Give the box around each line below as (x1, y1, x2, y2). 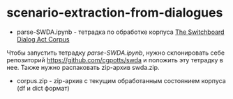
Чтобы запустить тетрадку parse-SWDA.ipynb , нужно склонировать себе (6, 48, 225, 57)
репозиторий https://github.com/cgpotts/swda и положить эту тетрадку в (6, 55, 224, 64)
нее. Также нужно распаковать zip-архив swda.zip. (6, 63, 160, 71)
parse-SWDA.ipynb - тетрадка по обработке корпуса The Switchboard (16, 28, 225, 36)
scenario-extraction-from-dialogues (6, 5, 223, 21)
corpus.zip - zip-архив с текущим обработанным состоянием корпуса (16, 76, 226, 84)
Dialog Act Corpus (16, 35, 70, 43)
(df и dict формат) (16, 84, 70, 92)
